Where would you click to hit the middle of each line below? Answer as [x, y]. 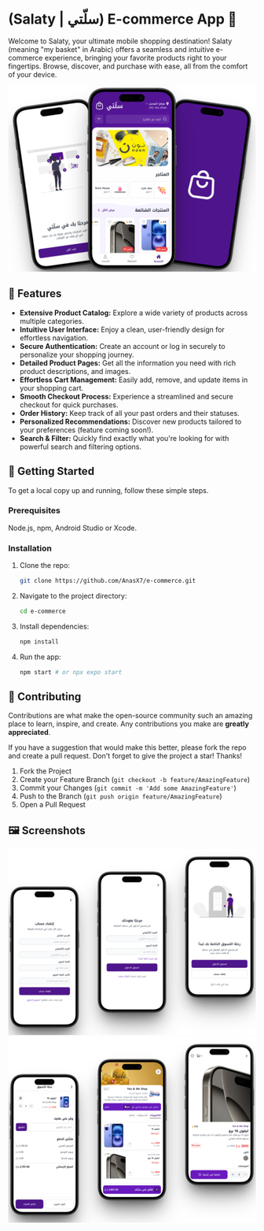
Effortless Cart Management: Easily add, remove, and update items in [134, 380]
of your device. [33, 74]
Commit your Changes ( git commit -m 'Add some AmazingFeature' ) [128, 788]
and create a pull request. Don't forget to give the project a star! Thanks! [125, 756]
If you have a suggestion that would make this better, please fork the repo [127, 747]
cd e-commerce [42, 612]
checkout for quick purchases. [69, 405]
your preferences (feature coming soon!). [86, 430]
